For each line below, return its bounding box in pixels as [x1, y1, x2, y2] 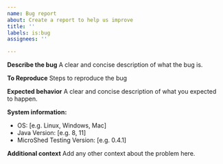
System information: [7, 108, 67, 116]
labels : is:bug [7, 29, 51, 37]
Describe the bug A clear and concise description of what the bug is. [7, 61, 203, 69]
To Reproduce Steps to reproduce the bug [7, 74, 128, 83]
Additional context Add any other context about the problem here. [7, 150, 196, 158]
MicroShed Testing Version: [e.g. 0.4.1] [16, 136, 127, 145]
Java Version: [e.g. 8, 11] [16, 129, 86, 137]
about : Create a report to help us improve [7, 17, 134, 23]
